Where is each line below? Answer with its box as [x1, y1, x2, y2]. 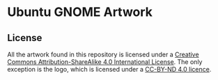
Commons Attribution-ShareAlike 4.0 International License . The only [7, 58, 203, 66]
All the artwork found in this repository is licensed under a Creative [7, 50, 200, 58]
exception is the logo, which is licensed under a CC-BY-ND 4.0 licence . [7, 65, 212, 73]
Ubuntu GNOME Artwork [7, 4, 153, 20]
